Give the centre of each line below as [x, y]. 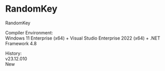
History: [13, 53]
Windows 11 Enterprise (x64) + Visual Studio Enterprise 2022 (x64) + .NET [83, 38]
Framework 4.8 [21, 43]
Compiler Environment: [29, 32]
